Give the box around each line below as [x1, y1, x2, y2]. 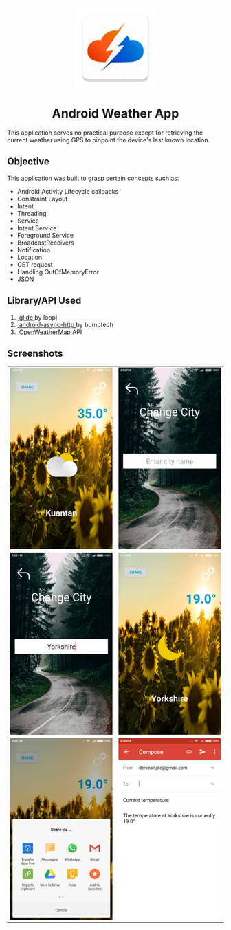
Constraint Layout [16, 195, 68, 203]
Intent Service [16, 223, 57, 232]
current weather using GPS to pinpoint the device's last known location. [7, 135, 210, 144]
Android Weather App [52, 106, 179, 122]
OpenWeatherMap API [19, 328, 82, 336]
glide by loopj [19, 313, 58, 321]
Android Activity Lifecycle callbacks [16, 187, 119, 195]
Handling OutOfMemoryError [16, 267, 100, 276]
